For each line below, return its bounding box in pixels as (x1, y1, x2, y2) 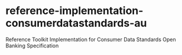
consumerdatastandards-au (5, 16, 147, 30)
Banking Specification (5, 42, 59, 49)
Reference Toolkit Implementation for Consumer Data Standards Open (5, 36, 176, 43)
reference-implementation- (5, 4, 144, 18)
